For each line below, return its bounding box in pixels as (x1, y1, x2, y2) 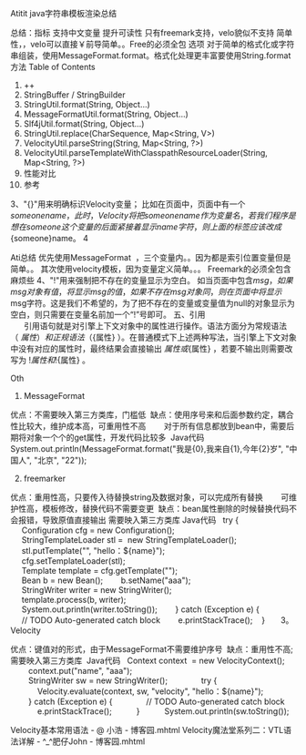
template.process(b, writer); (21, 595, 127, 605)
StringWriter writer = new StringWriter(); (21, 585, 172, 595)
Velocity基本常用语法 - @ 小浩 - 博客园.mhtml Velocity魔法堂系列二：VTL (10, 725, 284, 735)
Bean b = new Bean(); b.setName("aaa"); (21, 575, 191, 586)
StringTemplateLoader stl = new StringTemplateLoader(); (21, 535, 238, 545)
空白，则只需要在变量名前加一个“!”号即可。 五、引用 (10, 309, 206, 320)
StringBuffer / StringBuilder (23, 89, 126, 100)
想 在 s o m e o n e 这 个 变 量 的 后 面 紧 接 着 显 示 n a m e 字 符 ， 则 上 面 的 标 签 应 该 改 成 (10, 221, 282, 232)
